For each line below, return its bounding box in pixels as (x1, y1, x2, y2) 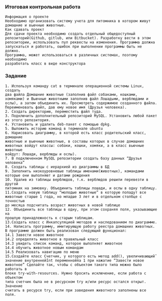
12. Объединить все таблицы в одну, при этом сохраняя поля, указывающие (5, 207, 158, 212)
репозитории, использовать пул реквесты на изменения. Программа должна (5, 40, 155, 45)
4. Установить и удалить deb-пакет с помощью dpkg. (5, 122, 112, 127)
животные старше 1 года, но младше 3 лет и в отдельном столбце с (5, 194, 142, 199)
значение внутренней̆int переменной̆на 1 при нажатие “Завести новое (5, 258, 145, 263)
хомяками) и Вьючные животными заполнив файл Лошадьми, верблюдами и (5, 96, 149, 101)
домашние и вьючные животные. (5, 23, 66, 28)
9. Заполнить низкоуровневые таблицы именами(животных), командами (5, 169, 145, 174)
